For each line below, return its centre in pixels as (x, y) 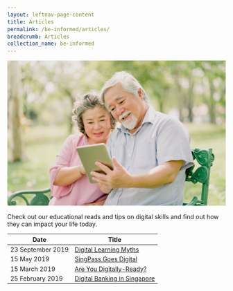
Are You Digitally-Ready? (111, 269)
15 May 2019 (30, 259)
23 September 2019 (40, 250)
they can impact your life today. (52, 224)
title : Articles (31, 22)
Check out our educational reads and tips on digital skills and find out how (113, 217)
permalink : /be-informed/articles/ (59, 29)
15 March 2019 (33, 269)
